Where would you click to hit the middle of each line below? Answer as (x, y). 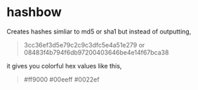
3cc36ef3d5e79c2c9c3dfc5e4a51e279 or (84, 45)
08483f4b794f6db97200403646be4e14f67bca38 (96, 52)
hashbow (34, 12)
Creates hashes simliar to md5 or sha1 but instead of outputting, (99, 31)
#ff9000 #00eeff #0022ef (61, 79)
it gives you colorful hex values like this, (64, 66)
